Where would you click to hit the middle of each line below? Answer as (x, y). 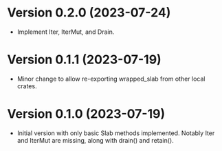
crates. (27, 86)
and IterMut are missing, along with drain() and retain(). (95, 140)
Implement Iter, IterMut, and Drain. (66, 32)
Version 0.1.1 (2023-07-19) (84, 60)
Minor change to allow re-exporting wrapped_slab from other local (111, 79)
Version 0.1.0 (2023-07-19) (86, 114)
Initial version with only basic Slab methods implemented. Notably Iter (116, 133)
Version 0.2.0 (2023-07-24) (89, 13)
